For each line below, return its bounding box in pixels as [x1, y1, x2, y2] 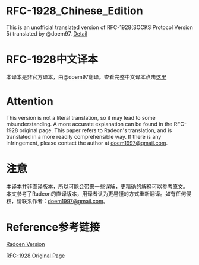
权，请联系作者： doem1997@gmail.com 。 [6, 197, 109, 205]
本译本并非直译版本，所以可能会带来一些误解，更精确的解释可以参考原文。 [6, 183, 188, 190]
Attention [6, 95, 53, 108]
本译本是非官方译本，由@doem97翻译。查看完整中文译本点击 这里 [6, 73, 167, 81]
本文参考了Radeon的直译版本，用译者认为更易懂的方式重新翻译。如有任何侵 [6, 190, 192, 197]
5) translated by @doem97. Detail [6, 30, 88, 37]
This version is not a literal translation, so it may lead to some [6, 114, 156, 121]
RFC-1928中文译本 [6, 53, 98, 66]
